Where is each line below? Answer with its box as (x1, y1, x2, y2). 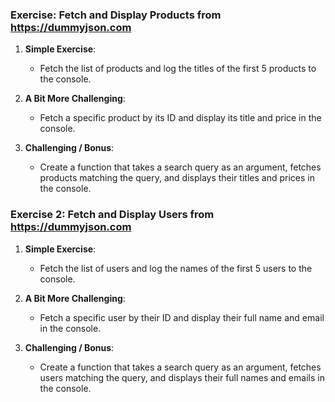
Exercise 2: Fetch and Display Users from (10, 208, 215, 222)
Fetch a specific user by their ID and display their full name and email (39, 311, 325, 323)
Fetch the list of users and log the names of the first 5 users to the (39, 262, 313, 274)
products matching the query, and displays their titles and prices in (39, 172, 315, 184)
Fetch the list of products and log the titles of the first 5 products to (39, 63, 317, 75)
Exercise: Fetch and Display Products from (10, 8, 222, 22)
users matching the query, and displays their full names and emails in (39, 371, 325, 383)
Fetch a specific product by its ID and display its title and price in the (39, 112, 322, 124)
